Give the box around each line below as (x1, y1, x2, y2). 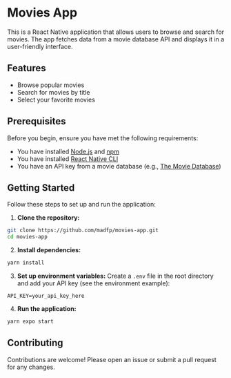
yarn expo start (7, 318, 54, 325)
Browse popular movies (17, 81, 85, 89)
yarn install (7, 259, 45, 267)
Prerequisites (7, 115, 66, 127)
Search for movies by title (17, 88, 90, 96)
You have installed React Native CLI (17, 154, 119, 163)
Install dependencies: (17, 246, 81, 254)
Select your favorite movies (17, 95, 95, 104)
